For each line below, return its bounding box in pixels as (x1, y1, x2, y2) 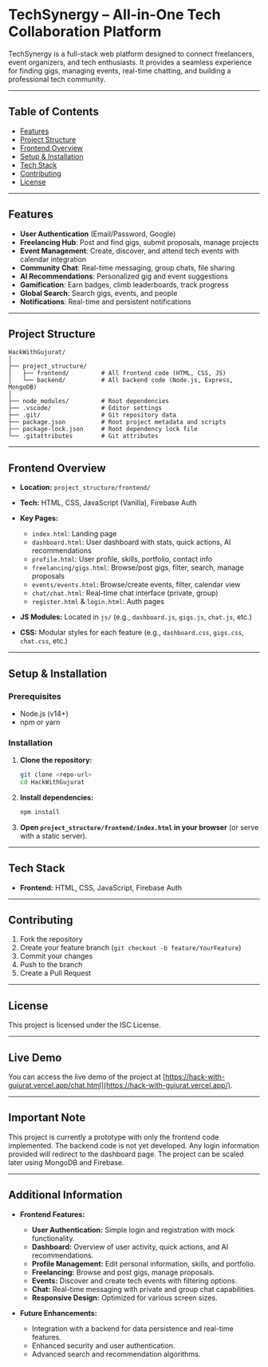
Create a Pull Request (19, 968, 92, 978)
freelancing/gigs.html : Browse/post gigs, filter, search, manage (31, 563, 245, 572)
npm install (19, 808, 60, 816)
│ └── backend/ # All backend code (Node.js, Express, (8, 377, 234, 385)
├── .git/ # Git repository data (8, 411, 177, 420)
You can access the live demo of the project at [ (8, 1072, 166, 1082)
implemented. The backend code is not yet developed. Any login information (8, 1140, 260, 1150)
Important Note (8, 1111, 86, 1124)
